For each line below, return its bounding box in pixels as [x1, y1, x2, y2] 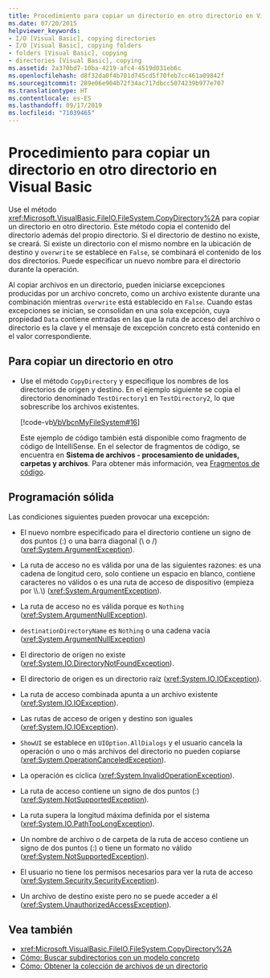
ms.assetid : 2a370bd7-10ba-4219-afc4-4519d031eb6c [8, 64, 182, 72]
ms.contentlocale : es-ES [8, 94, 92, 102]
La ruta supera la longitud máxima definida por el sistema [19, 810, 211, 819]
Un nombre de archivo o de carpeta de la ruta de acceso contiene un [19, 834, 249, 844]
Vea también [8, 922, 73, 936]
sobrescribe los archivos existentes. [19, 402, 140, 411]
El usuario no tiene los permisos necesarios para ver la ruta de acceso [19, 867, 253, 877]
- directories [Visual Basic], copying [8, 57, 142, 65]
